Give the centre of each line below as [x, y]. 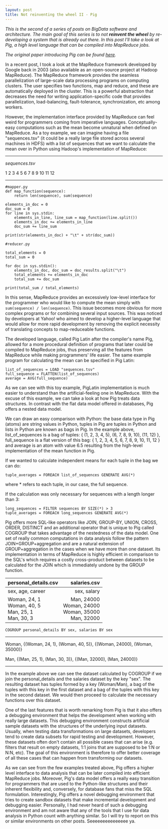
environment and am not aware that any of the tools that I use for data [77, 810]
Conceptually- [142, 122]
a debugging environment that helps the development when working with [80, 715]
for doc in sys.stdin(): [31, 266]
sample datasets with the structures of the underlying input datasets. [76, 726]
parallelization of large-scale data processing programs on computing [77, 80]
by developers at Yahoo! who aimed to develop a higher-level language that [83, 318]
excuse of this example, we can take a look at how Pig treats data [72, 398]
